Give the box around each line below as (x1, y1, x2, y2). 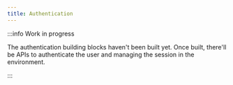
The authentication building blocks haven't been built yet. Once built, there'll (7, 42, 227, 51)
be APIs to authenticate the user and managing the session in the (7, 50, 195, 59)
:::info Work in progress (7, 29, 75, 38)
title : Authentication (7, 10, 73, 17)
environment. (7, 57, 45, 66)
